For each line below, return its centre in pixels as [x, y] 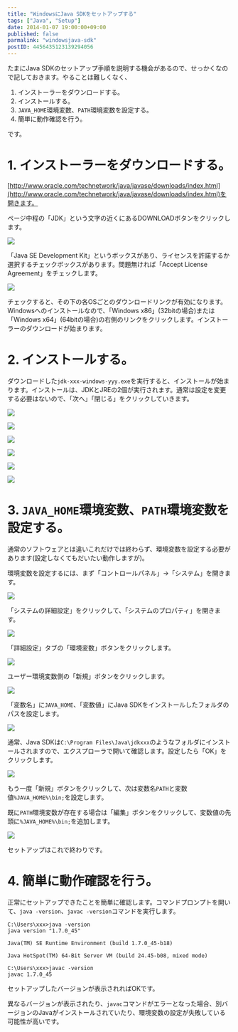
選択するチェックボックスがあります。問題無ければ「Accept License [108, 264]
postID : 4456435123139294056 [50, 47]
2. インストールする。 [71, 360]
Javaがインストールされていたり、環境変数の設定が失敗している [132, 1012]
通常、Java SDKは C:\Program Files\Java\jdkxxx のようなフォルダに [107, 742]
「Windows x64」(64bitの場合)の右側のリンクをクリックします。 [102, 319]
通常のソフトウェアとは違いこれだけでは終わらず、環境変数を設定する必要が [119, 549]
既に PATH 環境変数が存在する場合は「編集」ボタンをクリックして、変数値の [116, 812]
